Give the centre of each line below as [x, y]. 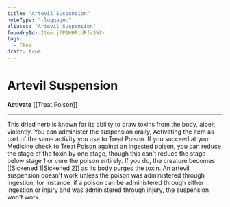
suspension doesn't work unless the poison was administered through [106, 175]
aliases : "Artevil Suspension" [52, 26]
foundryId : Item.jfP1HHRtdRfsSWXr [56, 33]
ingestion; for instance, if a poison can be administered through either [105, 182]
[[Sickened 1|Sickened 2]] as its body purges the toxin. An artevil [98, 168]
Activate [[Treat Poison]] [42, 104]
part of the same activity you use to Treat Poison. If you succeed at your [109, 138]
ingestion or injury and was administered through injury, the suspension [108, 190]
